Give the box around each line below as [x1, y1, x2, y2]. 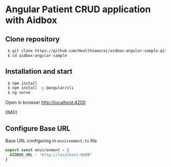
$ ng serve [7, 90, 31, 96]
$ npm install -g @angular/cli [7, 85, 74, 90]
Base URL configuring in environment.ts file [5, 138, 97, 144]
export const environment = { [5, 148, 70, 153]
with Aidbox [5, 14, 58, 26]
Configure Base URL [5, 124, 70, 133]
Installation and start [5, 67, 73, 76]
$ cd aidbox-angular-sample [7, 53, 67, 58]
